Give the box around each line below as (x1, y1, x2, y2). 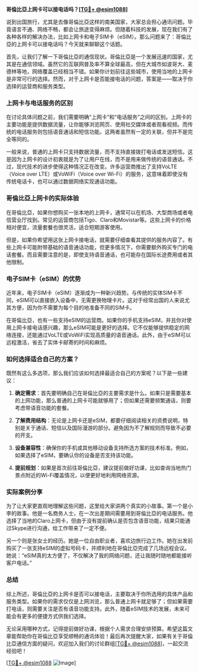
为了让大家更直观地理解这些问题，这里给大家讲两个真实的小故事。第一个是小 (6, 503, 193, 510)
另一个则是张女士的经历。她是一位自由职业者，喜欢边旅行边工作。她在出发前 (6, 537, 193, 544)
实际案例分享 (6, 488, 43, 496)
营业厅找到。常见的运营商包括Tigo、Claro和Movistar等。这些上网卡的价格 (11, 216, 191, 223)
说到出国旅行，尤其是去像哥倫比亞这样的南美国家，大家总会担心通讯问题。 (6, 18, 188, 25)
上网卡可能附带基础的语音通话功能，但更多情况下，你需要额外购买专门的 (11, 243, 188, 250)
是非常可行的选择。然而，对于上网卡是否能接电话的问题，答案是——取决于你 (6, 75, 193, 82)
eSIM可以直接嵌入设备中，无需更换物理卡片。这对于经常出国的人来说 (16, 296, 185, 304)
